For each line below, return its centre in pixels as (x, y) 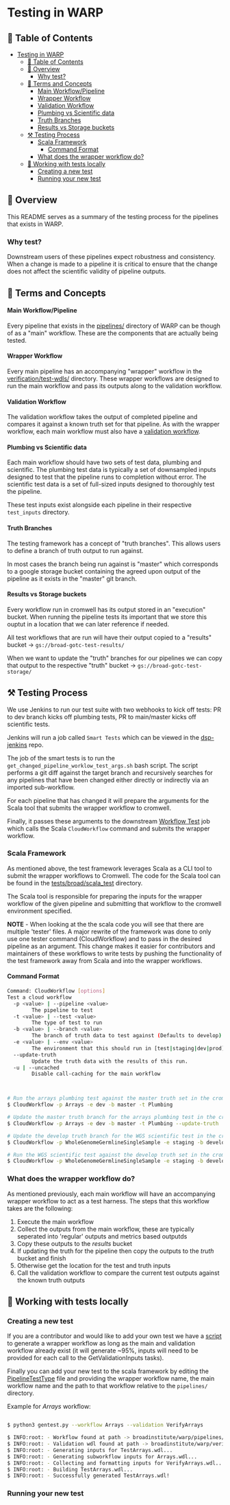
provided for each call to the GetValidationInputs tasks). (86, 1358)
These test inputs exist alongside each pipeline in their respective (99, 505)
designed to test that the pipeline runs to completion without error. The (107, 477)
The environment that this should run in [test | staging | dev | (121, 1048)
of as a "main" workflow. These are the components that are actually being (113, 333)
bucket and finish (41, 1258)
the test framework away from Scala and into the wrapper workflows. (105, 960)
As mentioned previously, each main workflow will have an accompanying (111, 1194)
